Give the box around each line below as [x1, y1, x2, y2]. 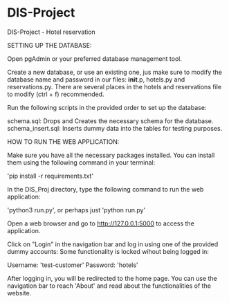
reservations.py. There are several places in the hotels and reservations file [7, 82, 222, 91]
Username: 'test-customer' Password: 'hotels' [7, 261, 138, 269]
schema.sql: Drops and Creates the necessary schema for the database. [7, 116, 214, 125]
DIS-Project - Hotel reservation [7, 28, 95, 36]
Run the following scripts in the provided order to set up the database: [7, 103, 207, 111]
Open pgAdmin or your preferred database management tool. [7, 54, 182, 63]
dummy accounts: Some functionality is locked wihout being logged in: [7, 247, 210, 255]
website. [7, 288, 32, 297]
